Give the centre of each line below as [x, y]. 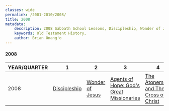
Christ [152, 101]
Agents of [121, 79]
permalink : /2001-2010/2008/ [36, 15]
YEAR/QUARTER [28, 68]
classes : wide [20, 10]
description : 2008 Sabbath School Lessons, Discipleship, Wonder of [88, 29]
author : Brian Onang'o [38, 38]
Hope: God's [125, 85]
